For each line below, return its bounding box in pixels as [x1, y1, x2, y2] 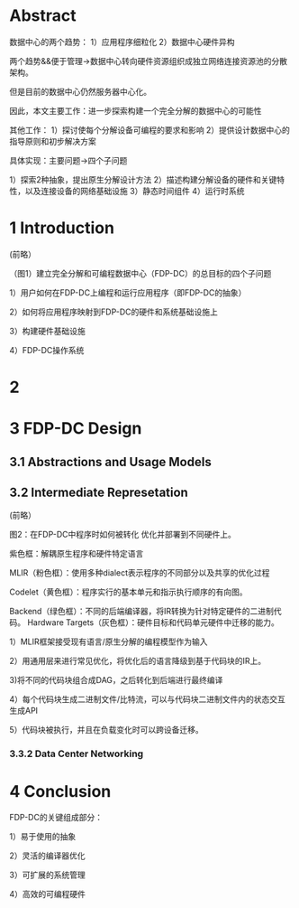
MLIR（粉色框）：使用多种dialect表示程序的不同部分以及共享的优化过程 [9, 567, 270, 578]
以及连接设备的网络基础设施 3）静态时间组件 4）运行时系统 [24, 185, 245, 196]
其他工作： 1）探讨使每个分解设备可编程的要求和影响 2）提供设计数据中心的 [9, 124, 291, 136]
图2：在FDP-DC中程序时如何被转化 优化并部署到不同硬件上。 [9, 529, 236, 540]
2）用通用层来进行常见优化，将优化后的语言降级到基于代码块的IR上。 [9, 656, 267, 667]
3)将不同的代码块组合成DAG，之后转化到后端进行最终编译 [9, 675, 223, 686]
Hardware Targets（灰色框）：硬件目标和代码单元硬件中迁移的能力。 [26, 617, 279, 628]
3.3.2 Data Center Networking [9, 747, 144, 760]
